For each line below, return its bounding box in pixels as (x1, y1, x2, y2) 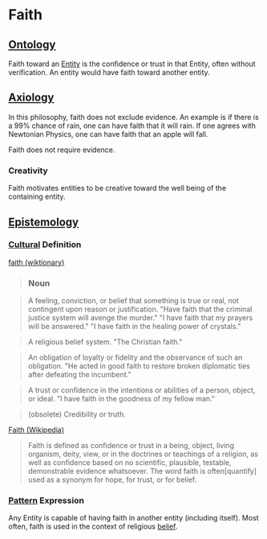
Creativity (8, 165, 48, 176)
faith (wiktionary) (8, 257, 65, 267)
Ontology (8, 38, 56, 51)
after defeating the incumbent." (27, 370, 131, 380)
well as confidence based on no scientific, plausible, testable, (27, 458, 232, 467)
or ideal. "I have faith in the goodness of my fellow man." (27, 394, 215, 404)
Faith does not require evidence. (8, 145, 115, 154)
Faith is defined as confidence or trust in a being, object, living (27, 441, 235, 451)
